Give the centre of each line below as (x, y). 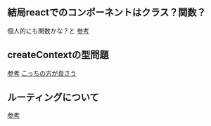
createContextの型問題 (58, 55)
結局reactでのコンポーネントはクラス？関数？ (107, 13)
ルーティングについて (53, 98)
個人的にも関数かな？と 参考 (48, 31)
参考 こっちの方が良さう (42, 73)
